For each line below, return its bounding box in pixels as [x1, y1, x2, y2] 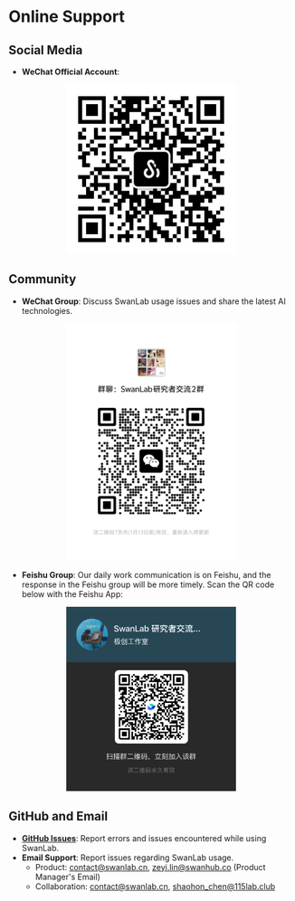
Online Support [8, 6, 126, 27]
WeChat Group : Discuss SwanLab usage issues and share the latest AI [21, 296, 286, 307]
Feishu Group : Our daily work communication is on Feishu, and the [21, 570, 271, 581]
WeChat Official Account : [21, 66, 119, 77]
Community [8, 271, 77, 287]
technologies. [21, 305, 73, 316]
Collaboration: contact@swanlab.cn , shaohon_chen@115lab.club [34, 880, 276, 892]
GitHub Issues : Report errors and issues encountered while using [21, 832, 267, 843]
